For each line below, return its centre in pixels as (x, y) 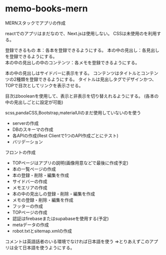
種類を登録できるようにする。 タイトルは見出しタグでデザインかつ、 (86, 79)
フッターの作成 (28, 206)
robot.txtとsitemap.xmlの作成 (42, 231)
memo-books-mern (47, 9)
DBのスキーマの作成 (33, 129)
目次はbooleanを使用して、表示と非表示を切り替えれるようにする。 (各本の (82, 96)
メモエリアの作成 (30, 187)
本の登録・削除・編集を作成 (41, 175)
